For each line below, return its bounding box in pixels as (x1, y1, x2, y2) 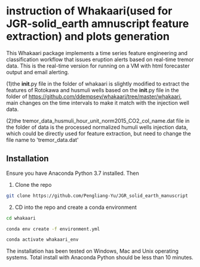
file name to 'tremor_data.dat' (6, 136, 79, 143)
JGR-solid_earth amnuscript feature (6, 17, 189, 31)
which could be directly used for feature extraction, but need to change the (6, 130, 191, 137)
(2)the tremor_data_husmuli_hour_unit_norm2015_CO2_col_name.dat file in (6, 117, 190, 124)
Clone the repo (14, 181, 52, 188)
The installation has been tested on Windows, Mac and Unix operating (6, 247, 179, 255)
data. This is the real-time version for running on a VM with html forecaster (6, 62, 190, 69)
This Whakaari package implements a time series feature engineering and (6, 49, 188, 56)
